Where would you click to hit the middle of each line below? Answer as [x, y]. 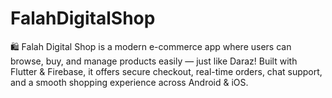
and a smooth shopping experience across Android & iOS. [129, 82]
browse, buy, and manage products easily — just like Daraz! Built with [154, 61]
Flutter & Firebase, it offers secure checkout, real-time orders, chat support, [166, 71]
